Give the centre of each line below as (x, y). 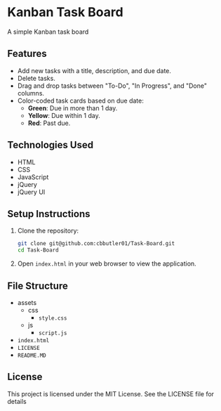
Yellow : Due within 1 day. (64, 115)
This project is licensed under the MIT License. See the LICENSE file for (111, 393)
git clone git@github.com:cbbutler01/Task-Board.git (96, 244)
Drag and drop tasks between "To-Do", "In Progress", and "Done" (112, 86)
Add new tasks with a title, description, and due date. (94, 70)
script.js (53, 333)
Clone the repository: (48, 231)
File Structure (38, 286)
